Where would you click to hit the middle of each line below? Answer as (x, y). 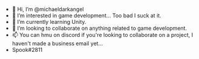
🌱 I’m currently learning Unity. (49, 22)
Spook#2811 (27, 50)
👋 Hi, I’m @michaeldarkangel (48, 9)
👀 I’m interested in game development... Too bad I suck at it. (86, 15)
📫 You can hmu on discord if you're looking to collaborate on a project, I (103, 35)
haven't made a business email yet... (57, 44)
